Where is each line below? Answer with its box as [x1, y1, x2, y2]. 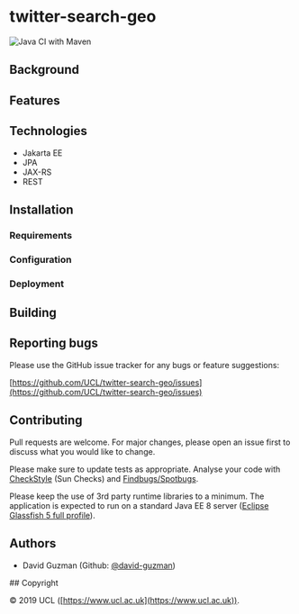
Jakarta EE [22, 147, 63, 158]
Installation [9, 202, 74, 217]
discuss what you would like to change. [9, 446, 156, 456]
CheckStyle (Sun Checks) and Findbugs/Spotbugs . [9, 473, 199, 483]
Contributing [9, 412, 83, 429]
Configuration [9, 253, 72, 266]
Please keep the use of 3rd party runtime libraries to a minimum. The [9, 491, 265, 501]
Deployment [9, 277, 65, 290]
